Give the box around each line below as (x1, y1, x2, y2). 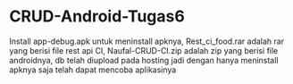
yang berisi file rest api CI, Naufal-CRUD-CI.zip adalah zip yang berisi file (9, 45, 279, 55)
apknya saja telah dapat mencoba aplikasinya (9, 64, 177, 75)
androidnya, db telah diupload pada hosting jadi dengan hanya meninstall (9, 55, 279, 65)
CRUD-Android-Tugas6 (9, 6, 185, 27)
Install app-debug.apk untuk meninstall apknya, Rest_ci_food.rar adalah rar (9, 36, 284, 46)
